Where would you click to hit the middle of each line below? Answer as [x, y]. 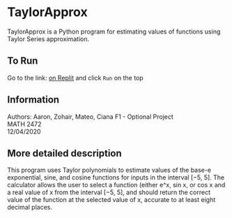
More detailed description [64, 153]
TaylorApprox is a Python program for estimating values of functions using [114, 31]
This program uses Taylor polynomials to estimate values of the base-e [109, 170]
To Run [23, 61]
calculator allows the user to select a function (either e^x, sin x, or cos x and [116, 185]
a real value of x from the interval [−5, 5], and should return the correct [109, 192]
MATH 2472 [24, 124]
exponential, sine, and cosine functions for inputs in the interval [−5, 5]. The [116, 177]
